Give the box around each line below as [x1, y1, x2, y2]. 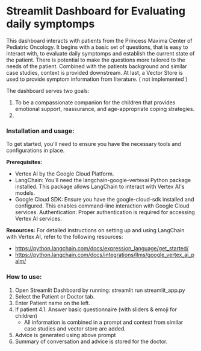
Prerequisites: [6, 159, 43, 166]
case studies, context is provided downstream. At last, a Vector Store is [6, 69, 184, 76]
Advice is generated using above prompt [14, 331, 116, 338]
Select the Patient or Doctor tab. [14, 292, 95, 300]
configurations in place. [6, 147, 65, 154]
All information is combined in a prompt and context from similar [23, 318, 184, 326]
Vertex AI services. [14, 215, 62, 223]
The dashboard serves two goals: [6, 87, 90, 94]
